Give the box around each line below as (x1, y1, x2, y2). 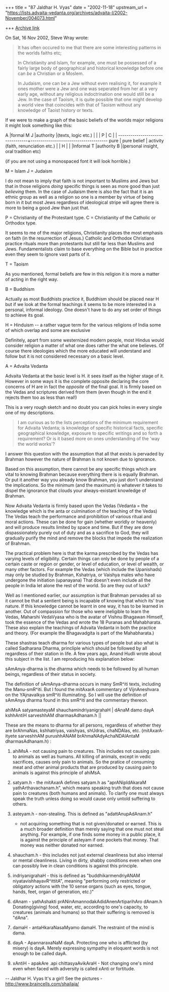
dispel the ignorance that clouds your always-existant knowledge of (5, 487, 146, 493)
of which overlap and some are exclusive (5, 327, 91, 333)
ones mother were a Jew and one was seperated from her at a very (17, 86, 158, 92)
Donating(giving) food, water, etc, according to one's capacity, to (12, 904, 148, 910)
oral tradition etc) (5, 148, 41, 154)
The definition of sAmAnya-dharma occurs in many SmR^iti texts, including (5, 681, 161, 687)
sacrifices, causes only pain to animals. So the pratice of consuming (12, 759, 155, 765)
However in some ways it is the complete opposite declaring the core (5, 378, 149, 384)
